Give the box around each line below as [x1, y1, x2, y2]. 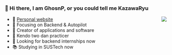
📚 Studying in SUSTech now [12, 44, 74, 50]
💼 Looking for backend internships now [12, 38, 95, 44]
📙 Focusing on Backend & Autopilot [12, 22, 87, 28]
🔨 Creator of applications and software [12, 27, 94, 33]
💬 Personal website [12, 16, 53, 23]
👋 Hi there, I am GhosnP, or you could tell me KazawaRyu [5, 5, 149, 12]
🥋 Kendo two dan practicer [12, 33, 69, 39]
